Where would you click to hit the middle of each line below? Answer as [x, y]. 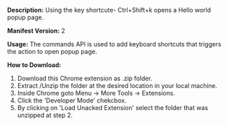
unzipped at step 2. [45, 115]
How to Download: [34, 65]
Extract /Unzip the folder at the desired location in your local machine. [117, 85]
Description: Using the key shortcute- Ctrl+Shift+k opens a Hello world [109, 10]
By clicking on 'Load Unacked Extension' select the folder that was [113, 108]
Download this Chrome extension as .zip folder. [85, 78]
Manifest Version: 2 [36, 31]
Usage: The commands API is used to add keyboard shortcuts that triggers [114, 44]
